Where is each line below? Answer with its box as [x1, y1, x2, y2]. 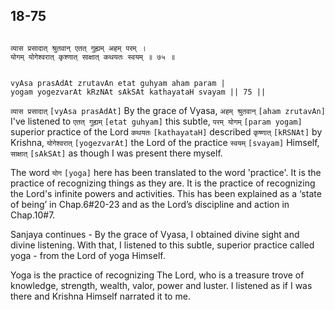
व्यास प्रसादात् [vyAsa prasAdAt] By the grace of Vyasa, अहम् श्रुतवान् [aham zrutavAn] [10, 104, 326, 116]
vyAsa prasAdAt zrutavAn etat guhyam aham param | [10, 78, 226, 88]
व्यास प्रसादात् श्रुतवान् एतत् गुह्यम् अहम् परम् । [10, 43, 147, 53]
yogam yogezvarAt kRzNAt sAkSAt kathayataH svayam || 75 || [10, 87, 267, 97]
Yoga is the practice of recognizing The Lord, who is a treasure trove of [10, 269, 305, 281]
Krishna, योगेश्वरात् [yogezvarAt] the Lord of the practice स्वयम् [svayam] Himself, [10, 136, 320, 148]
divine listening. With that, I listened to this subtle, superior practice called [10, 239, 315, 251]
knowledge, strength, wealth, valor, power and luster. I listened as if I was [10, 279, 313, 291]
